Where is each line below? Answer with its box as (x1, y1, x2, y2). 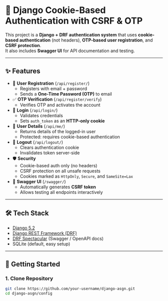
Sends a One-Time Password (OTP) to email (19, 91, 112, 97)
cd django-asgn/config (5, 291, 52, 296)
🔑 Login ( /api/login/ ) (12, 107, 58, 113)
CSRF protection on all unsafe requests (19, 168, 101, 174)
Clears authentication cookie (19, 144, 79, 150)
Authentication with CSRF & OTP (5, 15, 143, 27)
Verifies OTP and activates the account (19, 102, 101, 108)
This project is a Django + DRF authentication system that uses (5, 32, 137, 38)
